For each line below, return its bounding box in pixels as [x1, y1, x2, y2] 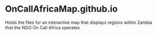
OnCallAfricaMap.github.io [5, 3, 118, 15]
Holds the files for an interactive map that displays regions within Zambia [5, 19, 153, 25]
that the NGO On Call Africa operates [5, 24, 80, 30]
